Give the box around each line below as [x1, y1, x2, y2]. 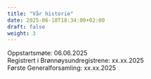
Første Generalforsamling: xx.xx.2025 [7, 64, 117, 72]
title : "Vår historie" [7, 10, 74, 17]
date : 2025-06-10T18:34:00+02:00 [7, 17, 105, 24]
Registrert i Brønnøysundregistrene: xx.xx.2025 [7, 57, 144, 65]
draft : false [7, 23, 46, 30]
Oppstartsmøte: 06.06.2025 [7, 49, 88, 57]
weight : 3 [7, 29, 37, 37]
